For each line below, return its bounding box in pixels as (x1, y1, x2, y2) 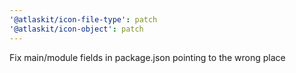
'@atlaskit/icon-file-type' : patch (9, 14, 158, 25)
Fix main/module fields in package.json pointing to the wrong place (9, 51, 286, 63)
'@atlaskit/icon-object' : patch (9, 24, 144, 34)
